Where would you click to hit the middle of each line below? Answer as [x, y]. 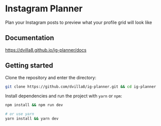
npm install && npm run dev [34, 105]
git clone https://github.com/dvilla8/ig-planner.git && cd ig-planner [80, 87]
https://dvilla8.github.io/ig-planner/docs [46, 50]
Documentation [30, 38]
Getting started [29, 66]
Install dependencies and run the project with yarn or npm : [64, 96]
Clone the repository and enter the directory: [51, 77]
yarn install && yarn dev [32, 119]
